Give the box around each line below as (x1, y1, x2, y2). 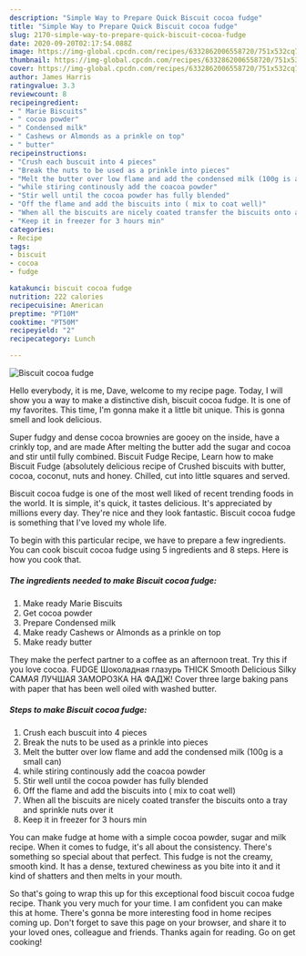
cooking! (9, 936, 43, 947)
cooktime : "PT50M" (9, 318, 79, 327)
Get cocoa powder (22, 607, 93, 618)
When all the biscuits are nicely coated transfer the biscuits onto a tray (22, 794, 289, 806)
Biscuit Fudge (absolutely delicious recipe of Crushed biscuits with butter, (9, 461, 287, 472)
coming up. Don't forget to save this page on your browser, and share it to (9, 917, 287, 928)
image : (9, 47, 35, 56)
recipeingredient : (9, 97, 79, 107)
